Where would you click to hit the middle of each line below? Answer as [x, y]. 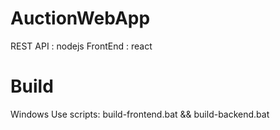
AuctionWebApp [80, 18]
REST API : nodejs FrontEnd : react [81, 46]
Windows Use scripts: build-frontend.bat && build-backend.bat [140, 114]
